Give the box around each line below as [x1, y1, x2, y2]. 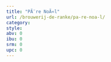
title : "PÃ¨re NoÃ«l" [6, 8, 60, 15]
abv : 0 [6, 31, 23, 37]
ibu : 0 [6, 36, 23, 42]
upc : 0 [6, 47, 23, 53]
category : [6, 19, 31, 25]
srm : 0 [6, 42, 23, 48]
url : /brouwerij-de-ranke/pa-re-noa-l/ [6, 14, 106, 20]
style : [6, 25, 23, 31]
